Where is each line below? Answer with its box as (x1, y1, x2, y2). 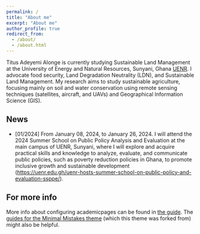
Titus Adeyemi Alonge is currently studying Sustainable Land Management (6, 58, 190, 66)
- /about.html (11, 43, 47, 49)
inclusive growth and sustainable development (14, 162, 130, 169)
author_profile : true (6, 25, 60, 32)
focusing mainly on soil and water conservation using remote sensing (6, 84, 178, 91)
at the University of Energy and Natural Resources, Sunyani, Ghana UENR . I (6, 65, 192, 72)
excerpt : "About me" (6, 20, 58, 26)
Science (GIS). (6, 97, 42, 104)
